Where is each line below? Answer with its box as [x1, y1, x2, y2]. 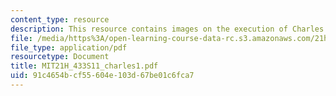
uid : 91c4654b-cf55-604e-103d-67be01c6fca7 [10, 71, 195, 81]
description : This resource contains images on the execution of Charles [10, 24, 325, 34]
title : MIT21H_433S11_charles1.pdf [10, 61, 159, 71]
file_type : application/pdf [10, 42, 128, 53]
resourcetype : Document [10, 52, 110, 62]
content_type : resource [10, 14, 110, 25]
